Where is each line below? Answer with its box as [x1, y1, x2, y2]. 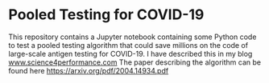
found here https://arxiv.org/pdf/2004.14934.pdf [8, 65, 169, 75]
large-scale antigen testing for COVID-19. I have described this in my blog [8, 49, 253, 58]
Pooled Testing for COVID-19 [8, 6, 205, 24]
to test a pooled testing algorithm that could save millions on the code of [8, 40, 248, 49]
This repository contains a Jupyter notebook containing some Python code [8, 32, 257, 41]
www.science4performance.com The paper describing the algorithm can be [8, 57, 262, 67]
